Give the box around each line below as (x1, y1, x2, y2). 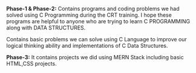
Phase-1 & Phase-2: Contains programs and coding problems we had (6, 5, 180, 12)
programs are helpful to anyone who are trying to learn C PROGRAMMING (6, 18, 191, 25)
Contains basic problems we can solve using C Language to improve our (6, 36, 188, 42)
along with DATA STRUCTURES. (6, 24, 86, 31)
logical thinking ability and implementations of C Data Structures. (6, 42, 168, 49)
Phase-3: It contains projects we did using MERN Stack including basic (6, 54, 184, 60)
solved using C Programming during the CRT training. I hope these (6, 11, 172, 19)
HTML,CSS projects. (6, 60, 57, 67)
